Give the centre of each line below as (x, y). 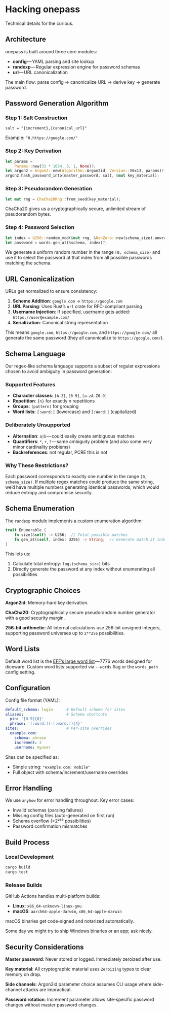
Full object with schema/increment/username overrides (70, 772)
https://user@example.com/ (41, 318)
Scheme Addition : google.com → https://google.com (68, 301)
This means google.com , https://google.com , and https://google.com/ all (81, 332)
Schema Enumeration (40, 509)
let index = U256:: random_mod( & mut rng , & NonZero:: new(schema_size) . (80, 238)
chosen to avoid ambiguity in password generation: (59, 372)
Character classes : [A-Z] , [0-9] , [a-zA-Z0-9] (60, 396)
